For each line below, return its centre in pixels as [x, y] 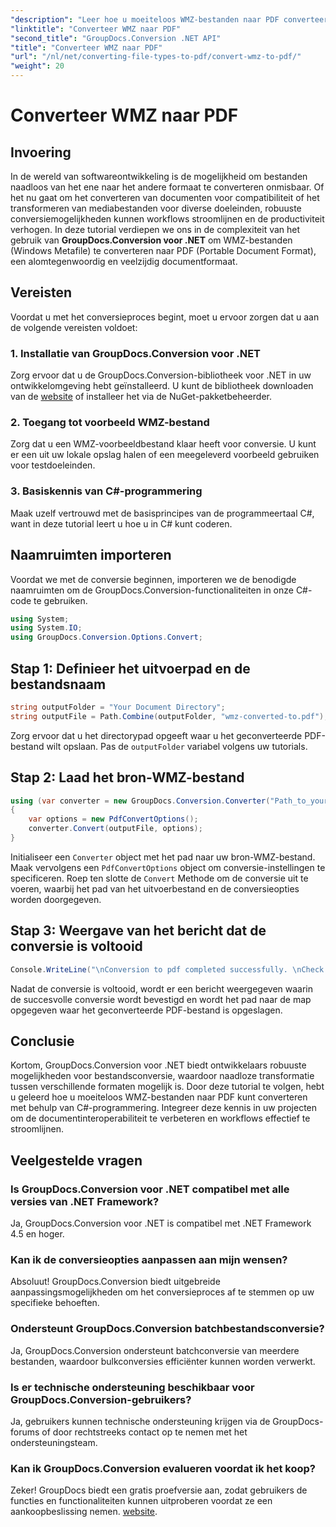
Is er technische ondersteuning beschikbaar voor [132, 1387]
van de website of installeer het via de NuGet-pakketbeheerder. [141, 397]
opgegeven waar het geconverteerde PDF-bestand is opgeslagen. [146, 1010]
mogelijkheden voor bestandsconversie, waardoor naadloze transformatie [162, 1076]
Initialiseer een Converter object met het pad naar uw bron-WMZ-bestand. [163, 857]
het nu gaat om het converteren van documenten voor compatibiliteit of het [165, 197]
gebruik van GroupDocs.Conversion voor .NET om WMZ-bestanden [151, 240]
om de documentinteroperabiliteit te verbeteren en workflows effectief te [160, 1118]
